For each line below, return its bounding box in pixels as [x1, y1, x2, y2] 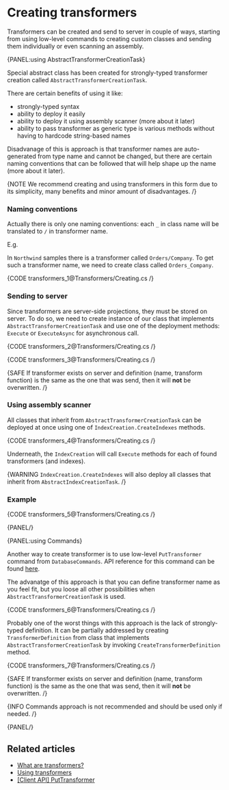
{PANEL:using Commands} [7, 536, 83, 545]
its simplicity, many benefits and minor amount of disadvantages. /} [7, 187, 197, 195]
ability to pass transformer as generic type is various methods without [16, 124, 215, 132]
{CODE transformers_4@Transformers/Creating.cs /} [7, 436, 156, 445]
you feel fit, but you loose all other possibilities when [7, 585, 155, 593]
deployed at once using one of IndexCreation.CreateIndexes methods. [7, 423, 206, 431]
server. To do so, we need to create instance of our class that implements [7, 314, 214, 323]
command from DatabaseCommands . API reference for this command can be [7, 557, 215, 566]
